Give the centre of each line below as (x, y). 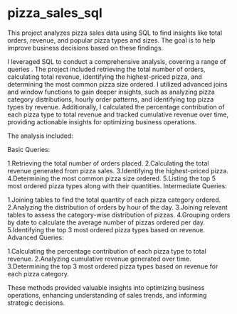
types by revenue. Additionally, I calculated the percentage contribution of (116, 107)
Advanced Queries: (36, 237)
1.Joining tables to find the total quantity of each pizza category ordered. (114, 200)
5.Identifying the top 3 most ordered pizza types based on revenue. (106, 229)
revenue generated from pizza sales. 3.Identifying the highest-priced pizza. (118, 170)
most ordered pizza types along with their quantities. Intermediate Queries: (117, 185)
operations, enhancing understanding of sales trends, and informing (107, 295)
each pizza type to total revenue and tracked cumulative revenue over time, (118, 114)
